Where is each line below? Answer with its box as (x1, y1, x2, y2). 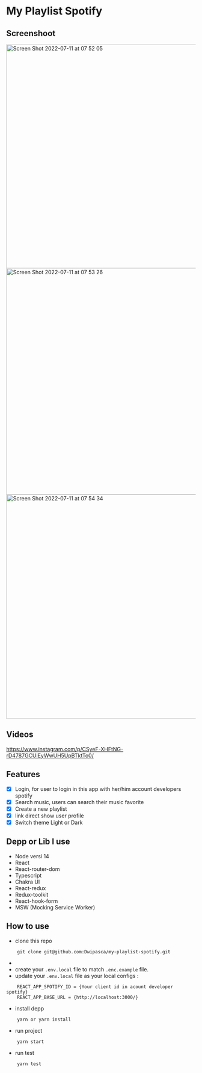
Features (6, 769, 40, 779)
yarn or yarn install (17, 1016, 71, 1022)
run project (14, 1027, 43, 1034)
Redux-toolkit (14, 891, 49, 898)
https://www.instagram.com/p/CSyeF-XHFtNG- (6, 745, 124, 752)
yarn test (17, 1060, 42, 1067)
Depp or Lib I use (6, 837, 70, 847)
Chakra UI (14, 878, 40, 885)
